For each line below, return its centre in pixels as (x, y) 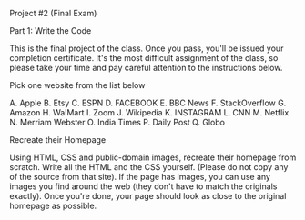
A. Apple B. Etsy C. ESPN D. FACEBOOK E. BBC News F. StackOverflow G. (148, 103)
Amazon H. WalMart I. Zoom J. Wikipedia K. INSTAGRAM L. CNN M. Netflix (149, 112)
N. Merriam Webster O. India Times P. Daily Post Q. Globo (117, 122)
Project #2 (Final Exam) (53, 13)
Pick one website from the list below (77, 85)
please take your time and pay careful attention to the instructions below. (146, 68)
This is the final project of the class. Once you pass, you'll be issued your (147, 48)
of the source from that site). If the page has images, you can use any (140, 177)
